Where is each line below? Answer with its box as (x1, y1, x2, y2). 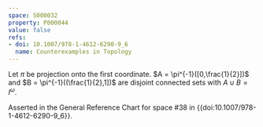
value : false (8, 26, 51, 34)
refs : (8, 33, 26, 42)
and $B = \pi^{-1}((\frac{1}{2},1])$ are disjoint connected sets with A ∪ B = (8, 78, 248, 87)
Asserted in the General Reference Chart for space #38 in (8, 103, 195, 112)
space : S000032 (8, 11, 58, 20)
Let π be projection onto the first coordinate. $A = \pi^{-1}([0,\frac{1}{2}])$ (8, 70, 250, 78)
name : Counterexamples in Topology (15, 48, 132, 56)
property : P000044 (8, 19, 69, 27)
